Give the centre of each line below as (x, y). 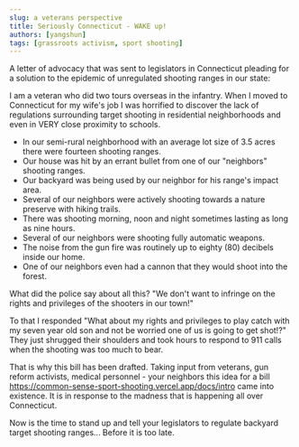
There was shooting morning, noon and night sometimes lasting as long (155, 219)
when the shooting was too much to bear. (86, 349)
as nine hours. (49, 228)
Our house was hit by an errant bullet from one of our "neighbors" (145, 161)
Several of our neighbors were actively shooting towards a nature (144, 200)
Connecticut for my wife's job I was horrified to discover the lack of (134, 106)
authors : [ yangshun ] (48, 34)
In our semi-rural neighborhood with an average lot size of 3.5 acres (149, 142)
